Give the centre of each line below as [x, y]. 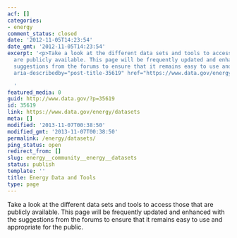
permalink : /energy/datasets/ [52, 138]
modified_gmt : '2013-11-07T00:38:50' [63, 131]
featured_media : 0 [34, 93]
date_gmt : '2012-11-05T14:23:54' [56, 47]
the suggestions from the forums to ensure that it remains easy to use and [115, 219]
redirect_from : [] [34, 151]
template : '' [26, 171]
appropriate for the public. [45, 227]
